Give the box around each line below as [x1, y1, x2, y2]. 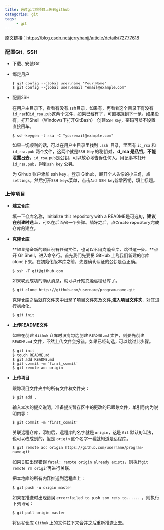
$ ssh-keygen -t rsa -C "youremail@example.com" [12, 133, 114, 138]
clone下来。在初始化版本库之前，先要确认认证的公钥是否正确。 [12, 258, 140, 264]
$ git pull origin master [12, 510, 65, 515]
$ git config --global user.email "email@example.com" [12, 85, 127, 90]
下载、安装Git [12, 60, 40, 66]
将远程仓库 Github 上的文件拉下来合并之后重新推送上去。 [12, 519, 127, 526]
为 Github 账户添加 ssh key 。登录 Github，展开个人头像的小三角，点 [12, 171, 151, 177]
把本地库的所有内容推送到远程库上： [12, 475, 86, 481]
